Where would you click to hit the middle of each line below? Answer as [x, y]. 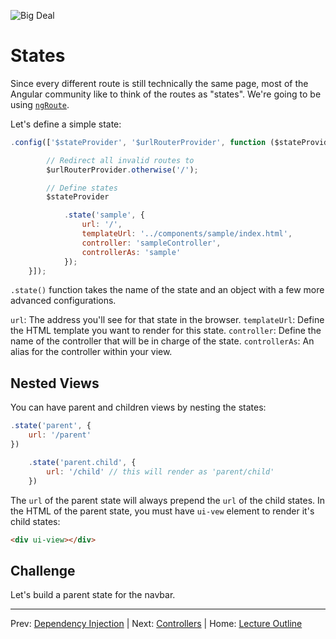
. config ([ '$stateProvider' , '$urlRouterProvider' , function [138, 142]
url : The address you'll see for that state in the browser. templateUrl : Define [167, 320]
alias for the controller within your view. [91, 352]
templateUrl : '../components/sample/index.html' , [187, 234]
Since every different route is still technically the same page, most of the [159, 83]
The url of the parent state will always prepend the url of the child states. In [168, 500]
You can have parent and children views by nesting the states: [138, 407]
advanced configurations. [63, 301]
